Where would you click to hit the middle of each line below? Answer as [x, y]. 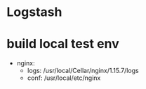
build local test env [63, 44]
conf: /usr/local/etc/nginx [64, 78]
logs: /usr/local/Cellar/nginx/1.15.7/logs [83, 71]
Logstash [34, 12]
